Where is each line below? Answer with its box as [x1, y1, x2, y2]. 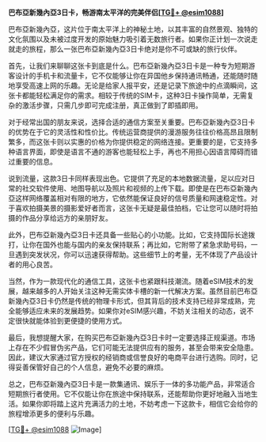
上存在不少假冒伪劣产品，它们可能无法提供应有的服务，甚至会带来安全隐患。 [8, 343, 258, 352]
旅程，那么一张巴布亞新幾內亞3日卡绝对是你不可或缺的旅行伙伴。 [28, 44, 241, 54]
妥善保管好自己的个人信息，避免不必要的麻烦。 [14, 363, 168, 372]
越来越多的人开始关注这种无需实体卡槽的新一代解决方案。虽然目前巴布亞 [21, 286, 258, 296]
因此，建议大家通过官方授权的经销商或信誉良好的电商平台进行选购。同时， [8, 353, 251, 362]
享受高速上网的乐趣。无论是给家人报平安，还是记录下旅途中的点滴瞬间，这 [14, 81, 258, 90]
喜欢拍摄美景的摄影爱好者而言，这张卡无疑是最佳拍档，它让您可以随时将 [14, 203, 251, 213]
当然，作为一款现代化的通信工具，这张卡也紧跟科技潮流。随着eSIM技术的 [8, 277, 247, 285]
